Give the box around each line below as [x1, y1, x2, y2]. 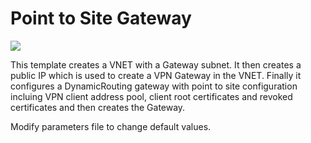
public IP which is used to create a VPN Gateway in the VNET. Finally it [10, 69, 302, 81]
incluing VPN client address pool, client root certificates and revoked [10, 90, 293, 102]
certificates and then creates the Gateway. [10, 101, 186, 113]
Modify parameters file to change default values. [10, 120, 212, 132]
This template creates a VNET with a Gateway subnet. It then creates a [10, 58, 302, 71]
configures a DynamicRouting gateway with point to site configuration [10, 80, 298, 92]
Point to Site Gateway [10, 7, 192, 30]
